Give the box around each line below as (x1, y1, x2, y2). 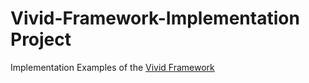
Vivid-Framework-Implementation (10, 7, 300, 30)
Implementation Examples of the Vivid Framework (10, 61, 215, 73)
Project (10, 28, 72, 51)
